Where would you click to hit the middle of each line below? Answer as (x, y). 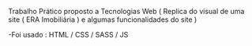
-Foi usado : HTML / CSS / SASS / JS (68, 35)
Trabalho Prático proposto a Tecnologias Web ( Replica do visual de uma (126, 11)
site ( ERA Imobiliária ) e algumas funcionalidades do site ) (103, 19)
